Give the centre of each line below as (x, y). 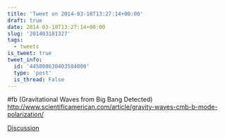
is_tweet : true (30, 54)
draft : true (25, 20)
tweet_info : (25, 60)
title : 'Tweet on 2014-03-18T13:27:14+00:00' (75, 14)
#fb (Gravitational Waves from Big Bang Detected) (80, 99)
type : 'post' (33, 73)
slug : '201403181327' (39, 34)
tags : (15, 40)
